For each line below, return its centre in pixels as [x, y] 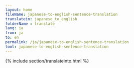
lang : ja [14, 28]
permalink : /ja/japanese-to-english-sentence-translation [67, 42]
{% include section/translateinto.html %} [47, 61]
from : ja [14, 33]
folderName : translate [30, 24]
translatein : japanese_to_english [41, 19]
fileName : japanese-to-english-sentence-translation [61, 14]
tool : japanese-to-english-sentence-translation [57, 47]
